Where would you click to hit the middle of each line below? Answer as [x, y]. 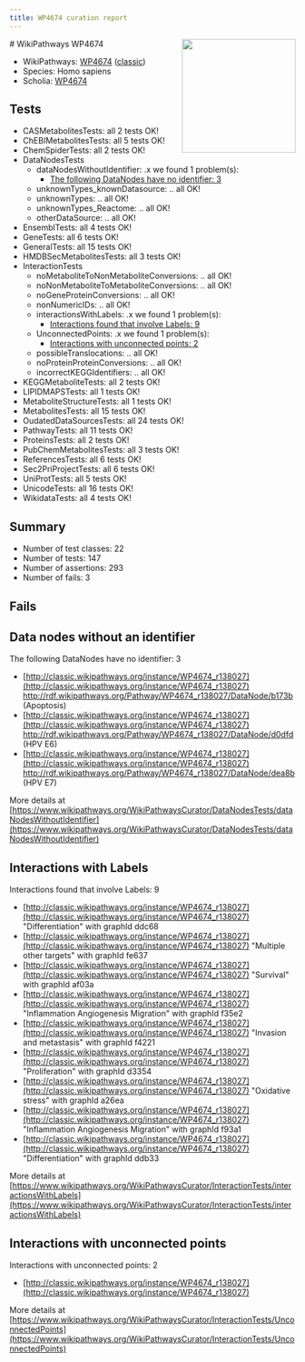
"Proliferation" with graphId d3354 [87, 1072]
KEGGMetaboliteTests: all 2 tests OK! [91, 382]
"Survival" [270, 975]
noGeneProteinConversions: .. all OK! [105, 295]
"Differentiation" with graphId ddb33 [91, 1158]
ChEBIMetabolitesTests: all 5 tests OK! [93, 141]
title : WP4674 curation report [69, 18]
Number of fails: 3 [56, 577]
